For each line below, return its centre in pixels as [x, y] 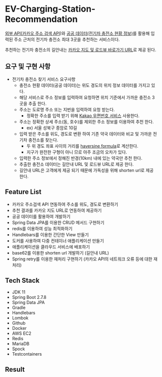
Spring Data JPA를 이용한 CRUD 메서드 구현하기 [58, 223]
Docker [19, 328]
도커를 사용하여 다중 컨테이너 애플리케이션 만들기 [58, 240]
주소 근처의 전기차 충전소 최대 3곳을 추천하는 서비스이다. [67, 39]
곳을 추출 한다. [33, 103]
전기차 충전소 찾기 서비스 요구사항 [44, 79]
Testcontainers [27, 354]
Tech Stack [22, 280]
